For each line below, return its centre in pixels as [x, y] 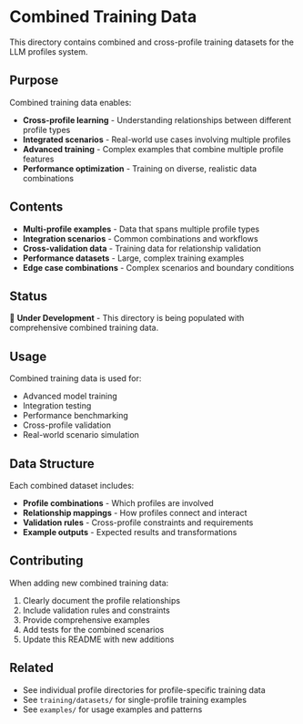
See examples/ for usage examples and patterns [112, 709]
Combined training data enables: [71, 102]
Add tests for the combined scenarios [93, 629]
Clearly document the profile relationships [101, 600]
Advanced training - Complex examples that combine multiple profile [153, 149]
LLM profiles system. [49, 51]
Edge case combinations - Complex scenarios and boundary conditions [158, 267]
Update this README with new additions [98, 639]
